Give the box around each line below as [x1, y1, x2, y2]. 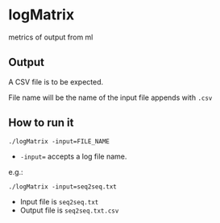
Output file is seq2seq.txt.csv [19, 205, 119, 215]
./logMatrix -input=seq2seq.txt [8, 183, 117, 191]
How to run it [8, 116, 74, 130]
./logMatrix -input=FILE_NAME [8, 137, 110, 146]
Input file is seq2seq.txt [19, 196, 99, 206]
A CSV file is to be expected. [8, 76, 104, 86]
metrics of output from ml [8, 32, 93, 42]
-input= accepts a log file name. [19, 151, 127, 161]
